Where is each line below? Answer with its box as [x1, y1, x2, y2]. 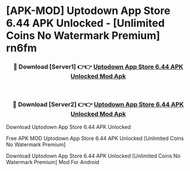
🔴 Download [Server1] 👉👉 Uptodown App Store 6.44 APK [13, 63, 184, 71]
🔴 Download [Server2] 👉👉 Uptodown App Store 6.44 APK [12, 101, 184, 109]
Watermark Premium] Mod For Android [6, 158, 99, 165]
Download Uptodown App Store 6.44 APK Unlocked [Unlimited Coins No [6, 152, 181, 159]
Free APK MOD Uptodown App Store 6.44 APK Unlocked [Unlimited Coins [6, 135, 184, 142]
